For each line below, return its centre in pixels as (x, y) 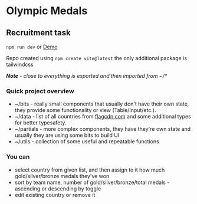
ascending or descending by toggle (58, 188)
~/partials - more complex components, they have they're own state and (103, 129)
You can (18, 157)
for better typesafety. (40, 123)
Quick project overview (40, 91)
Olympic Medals (47, 11)
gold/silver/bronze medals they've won (62, 176)
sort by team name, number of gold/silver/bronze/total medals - (92, 182)
